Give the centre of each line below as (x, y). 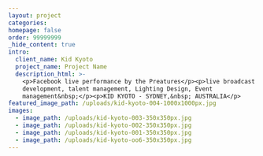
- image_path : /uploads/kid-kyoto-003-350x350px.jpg (104, 118)
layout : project (35, 15)
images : (21, 111)
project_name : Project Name (61, 67)
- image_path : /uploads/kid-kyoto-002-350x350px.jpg (104, 125)
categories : (28, 23)
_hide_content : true (42, 45)
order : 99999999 (35, 37)
